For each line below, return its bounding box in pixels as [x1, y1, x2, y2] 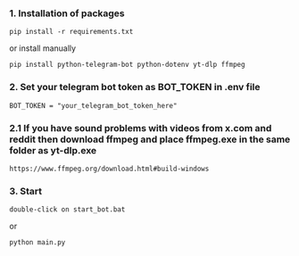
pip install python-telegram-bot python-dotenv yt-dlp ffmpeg [9, 61, 245, 70]
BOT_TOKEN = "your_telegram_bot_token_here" [9, 101, 178, 110]
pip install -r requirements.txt [9, 28, 134, 37]
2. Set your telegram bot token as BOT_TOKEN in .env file [9, 81, 261, 94]
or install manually [9, 43, 77, 54]
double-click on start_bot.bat [9, 205, 126, 214]
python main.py [9, 238, 66, 247]
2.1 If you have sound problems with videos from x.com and [9, 121, 272, 134]
